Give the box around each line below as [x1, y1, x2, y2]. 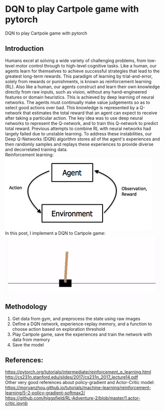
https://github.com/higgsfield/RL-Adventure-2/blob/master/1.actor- [5, 395, 141, 401]
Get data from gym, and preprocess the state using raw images [12, 316, 141, 321]
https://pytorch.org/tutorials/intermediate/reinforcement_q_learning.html [5, 369, 151, 375]
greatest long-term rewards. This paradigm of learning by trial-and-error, [5, 73, 153, 79]
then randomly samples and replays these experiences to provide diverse [5, 141, 154, 147]
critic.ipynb [5, 400, 28, 407]
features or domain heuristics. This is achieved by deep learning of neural [5, 94, 155, 100]
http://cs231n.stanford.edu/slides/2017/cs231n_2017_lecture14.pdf [5, 374, 138, 380]
